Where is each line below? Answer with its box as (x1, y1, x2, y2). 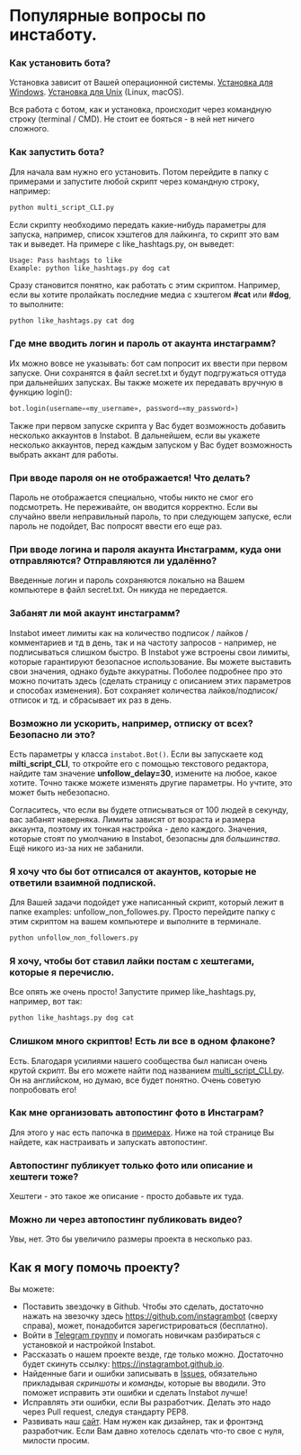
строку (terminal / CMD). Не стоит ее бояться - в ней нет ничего (9, 114, 255, 124)
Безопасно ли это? (9, 728, 96, 741)
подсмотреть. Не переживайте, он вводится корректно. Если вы (9, 502, 259, 512)
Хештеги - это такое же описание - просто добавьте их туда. (9, 1191, 244, 1202)
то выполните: (9, 298, 65, 309)
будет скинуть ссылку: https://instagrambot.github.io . (22, 1359, 225, 1369)
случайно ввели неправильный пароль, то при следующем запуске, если (9, 511, 292, 522)
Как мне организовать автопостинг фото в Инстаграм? (9, 1106, 264, 1119)
